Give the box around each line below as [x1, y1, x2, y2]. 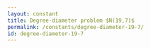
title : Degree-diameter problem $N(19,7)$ [7, 17, 135, 24]
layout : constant [7, 10, 59, 18]
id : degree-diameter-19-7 [7, 30, 84, 37]
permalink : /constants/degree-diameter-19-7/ [7, 23, 144, 30]
